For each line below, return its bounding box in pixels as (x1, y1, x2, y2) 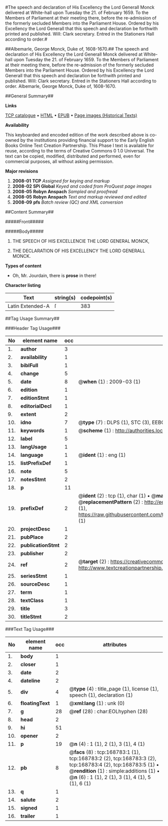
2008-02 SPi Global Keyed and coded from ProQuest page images (12, 183, 152, 189)
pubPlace (20, 534, 44, 541)
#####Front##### (5, 219, 44, 225)
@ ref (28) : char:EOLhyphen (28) (69, 708, 148, 715)
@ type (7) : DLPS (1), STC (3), (78, 419, 151, 426)
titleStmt (20, 613, 41, 620)
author (20, 346, 37, 353)
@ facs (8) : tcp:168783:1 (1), (69, 749, 140, 755)
